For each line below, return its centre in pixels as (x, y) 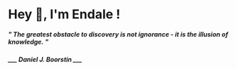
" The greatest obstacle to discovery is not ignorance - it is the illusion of (118, 34)
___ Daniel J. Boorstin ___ (45, 60)
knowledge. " (28, 42)
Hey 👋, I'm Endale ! (64, 14)
